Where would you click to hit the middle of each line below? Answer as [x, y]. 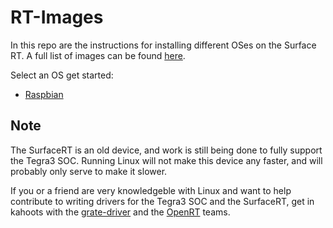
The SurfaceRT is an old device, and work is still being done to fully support [166, 150]
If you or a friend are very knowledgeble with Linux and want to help [151, 190]
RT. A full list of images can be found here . [98, 55]
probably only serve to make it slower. [89, 171]
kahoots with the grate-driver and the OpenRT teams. [120, 212]
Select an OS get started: [62, 75]
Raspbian [44, 94]
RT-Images [57, 17]
